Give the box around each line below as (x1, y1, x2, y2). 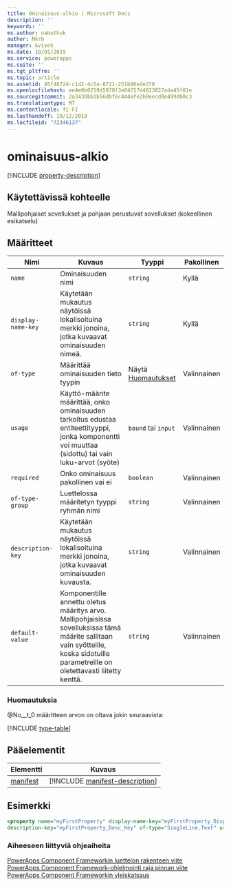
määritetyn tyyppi (59, 497, 117, 507)
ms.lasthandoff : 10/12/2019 (7, 112, 88, 119)
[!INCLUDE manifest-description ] (49, 776, 158, 786)
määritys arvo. (59, 606, 107, 615)
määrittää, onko (59, 398, 111, 407)
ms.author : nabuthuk (7, 29, 67, 37)
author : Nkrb (7, 36, 45, 43)
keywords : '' (7, 23, 45, 30)
